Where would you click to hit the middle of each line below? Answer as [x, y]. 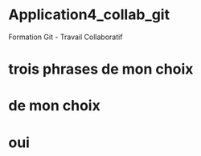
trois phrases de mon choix [101, 69]
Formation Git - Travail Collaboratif [66, 37]
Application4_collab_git [89, 15]
